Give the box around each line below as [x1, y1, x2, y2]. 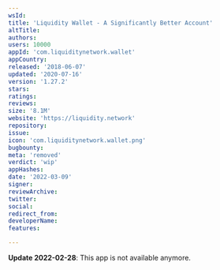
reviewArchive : [8, 187, 58, 196]
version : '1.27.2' [8, 77, 69, 85]
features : [8, 224, 41, 233]
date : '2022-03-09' [8, 173, 73, 182]
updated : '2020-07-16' [8, 70, 83, 78]
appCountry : [8, 56, 47, 64]
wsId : [8, 11, 26, 20]
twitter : [8, 195, 37, 203]
